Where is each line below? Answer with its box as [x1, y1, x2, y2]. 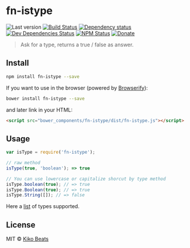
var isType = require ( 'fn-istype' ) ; [6, 150, 95, 155]
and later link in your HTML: [6, 106, 73, 113]
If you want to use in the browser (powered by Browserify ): [6, 84, 148, 91]
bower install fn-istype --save [6, 96, 85, 101]
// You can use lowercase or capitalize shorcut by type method [6, 176, 166, 182]
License [6, 220, 36, 230]
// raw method [6, 160, 41, 166]
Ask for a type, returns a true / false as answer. [20, 41, 134, 48]
